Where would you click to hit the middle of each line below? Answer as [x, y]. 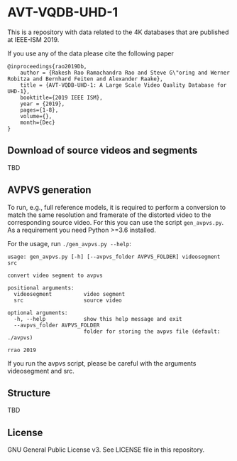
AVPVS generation [49, 190]
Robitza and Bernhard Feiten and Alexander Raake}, [85, 79]
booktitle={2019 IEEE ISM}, [61, 97]
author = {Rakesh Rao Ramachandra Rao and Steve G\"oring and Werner [125, 73]
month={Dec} [38, 122]
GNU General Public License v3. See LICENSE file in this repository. [106, 450]
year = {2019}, [43, 104]
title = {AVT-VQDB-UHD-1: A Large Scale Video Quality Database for [123, 85]
